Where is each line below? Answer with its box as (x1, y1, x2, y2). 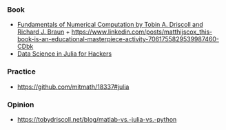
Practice (7, 67, 36, 76)
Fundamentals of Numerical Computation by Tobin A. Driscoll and (17, 21, 203, 29)
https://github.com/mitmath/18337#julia (17, 83, 130, 91)
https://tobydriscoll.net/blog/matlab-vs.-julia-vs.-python (17, 115, 177, 123)
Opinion (7, 100, 34, 109)
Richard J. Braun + (17, 28, 70, 36)
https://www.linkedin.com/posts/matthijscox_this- (71, 28, 212, 36)
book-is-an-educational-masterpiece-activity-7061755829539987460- (17, 35, 219, 43)
